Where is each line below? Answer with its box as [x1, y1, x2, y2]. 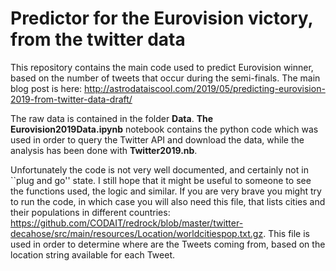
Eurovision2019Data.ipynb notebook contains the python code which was [10, 123, 319, 135]
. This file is [263, 227, 311, 239]
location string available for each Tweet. [10, 248, 175, 261]
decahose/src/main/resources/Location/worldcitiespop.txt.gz [10, 227, 264, 239]
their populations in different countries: [10, 206, 171, 218]
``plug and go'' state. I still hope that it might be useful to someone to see [10, 174, 312, 186]
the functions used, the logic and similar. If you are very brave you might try [10, 185, 322, 197]
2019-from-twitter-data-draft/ [10, 93, 133, 105]
